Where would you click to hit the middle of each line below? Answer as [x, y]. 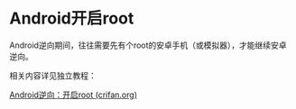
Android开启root [72, 18]
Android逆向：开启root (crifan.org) [74, 95]
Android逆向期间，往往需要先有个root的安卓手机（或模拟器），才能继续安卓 [148, 45]
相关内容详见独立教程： [53, 75]
